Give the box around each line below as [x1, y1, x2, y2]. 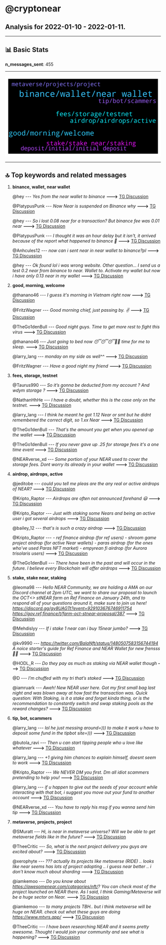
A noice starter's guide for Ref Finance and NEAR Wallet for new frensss [12, 646, 161, 652]
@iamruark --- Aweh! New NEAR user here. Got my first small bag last [12, 685, 156, 691]
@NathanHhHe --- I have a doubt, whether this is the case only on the [12, 397, 156, 403]
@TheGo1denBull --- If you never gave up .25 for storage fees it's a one [12, 442, 159, 448]
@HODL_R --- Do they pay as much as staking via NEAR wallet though [12, 660, 157, 666]
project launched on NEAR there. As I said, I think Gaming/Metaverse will [12, 889, 161, 895]
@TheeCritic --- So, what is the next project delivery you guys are [12, 843, 147, 850]
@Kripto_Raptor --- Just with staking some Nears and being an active [12, 510, 156, 516]
